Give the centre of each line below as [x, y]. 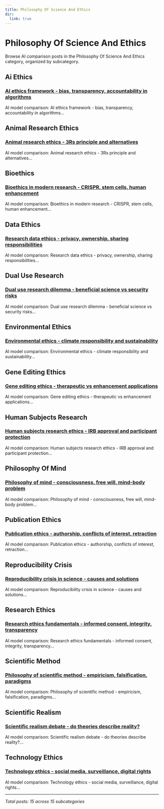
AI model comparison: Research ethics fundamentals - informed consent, [79, 640]
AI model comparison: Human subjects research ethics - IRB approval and [79, 448]
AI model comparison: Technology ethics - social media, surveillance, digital [82, 782]
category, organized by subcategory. [42, 62]
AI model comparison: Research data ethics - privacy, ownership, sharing [79, 255]
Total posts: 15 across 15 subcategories [45, 801]
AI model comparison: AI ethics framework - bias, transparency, [69, 108]
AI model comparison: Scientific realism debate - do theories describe [76, 737]
